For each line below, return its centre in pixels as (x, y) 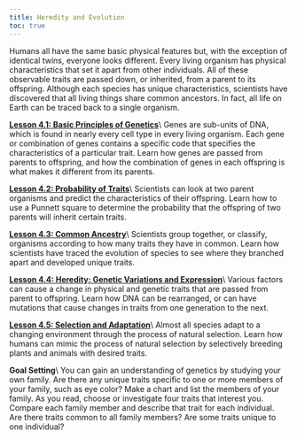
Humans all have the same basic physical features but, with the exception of (148, 50)
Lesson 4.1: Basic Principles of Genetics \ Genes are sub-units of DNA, (139, 124)
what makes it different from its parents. (82, 171)
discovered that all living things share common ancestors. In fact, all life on (145, 97)
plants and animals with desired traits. (78, 353)
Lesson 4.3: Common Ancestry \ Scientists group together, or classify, (138, 234)
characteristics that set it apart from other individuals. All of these (129, 69)
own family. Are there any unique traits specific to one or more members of (146, 379)
